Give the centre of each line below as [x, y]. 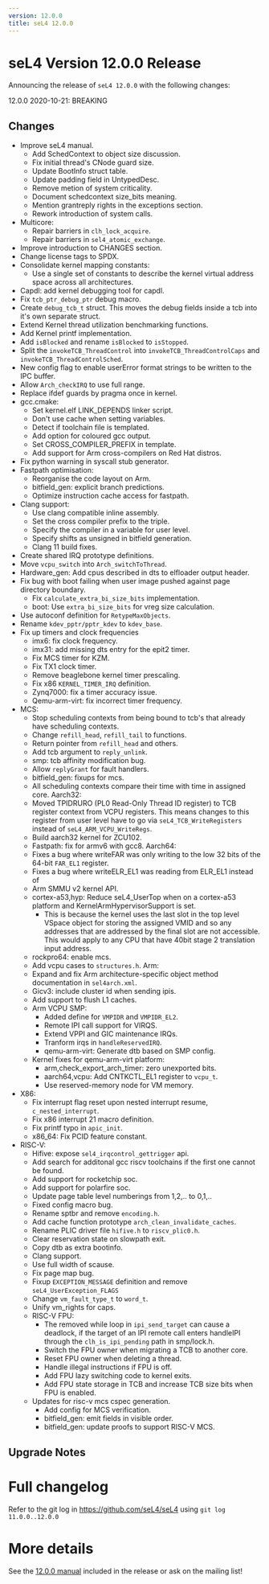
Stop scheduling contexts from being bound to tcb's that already [139, 718]
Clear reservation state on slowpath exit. [99, 1239]
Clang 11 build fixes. [65, 547]
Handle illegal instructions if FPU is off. [108, 1367]
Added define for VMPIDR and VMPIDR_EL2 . [111, 1017]
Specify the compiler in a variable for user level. [111, 530]
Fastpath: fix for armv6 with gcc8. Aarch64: [104, 846]
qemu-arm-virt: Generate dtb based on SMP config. [130, 1051]
